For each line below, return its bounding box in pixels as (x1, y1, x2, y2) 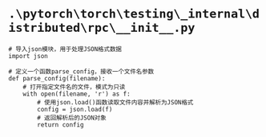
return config (37, 120, 84, 129)
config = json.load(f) (37, 105, 113, 113)
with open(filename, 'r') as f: (22, 90, 131, 98)
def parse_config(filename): (8, 74, 106, 82)
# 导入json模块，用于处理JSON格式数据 (8, 45, 123, 53)
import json (8, 52, 48, 60)
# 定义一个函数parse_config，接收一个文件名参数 (8, 67, 155, 76)
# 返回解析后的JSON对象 (37, 114, 107, 122)
